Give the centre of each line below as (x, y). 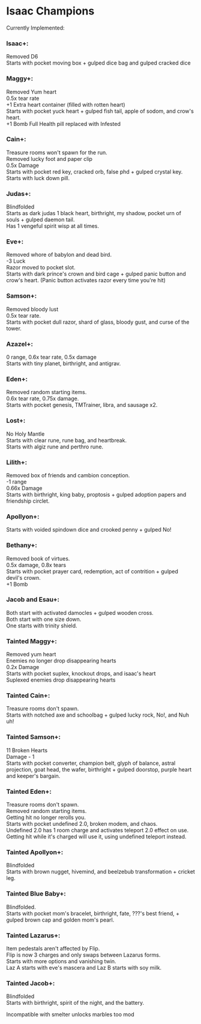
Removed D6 (22, 57)
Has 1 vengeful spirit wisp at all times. (52, 226)
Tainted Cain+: (28, 696)
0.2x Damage (23, 667)
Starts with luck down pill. (38, 178)
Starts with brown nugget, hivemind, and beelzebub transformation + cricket (100, 872)
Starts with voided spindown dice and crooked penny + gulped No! (89, 530)
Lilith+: (17, 462)
